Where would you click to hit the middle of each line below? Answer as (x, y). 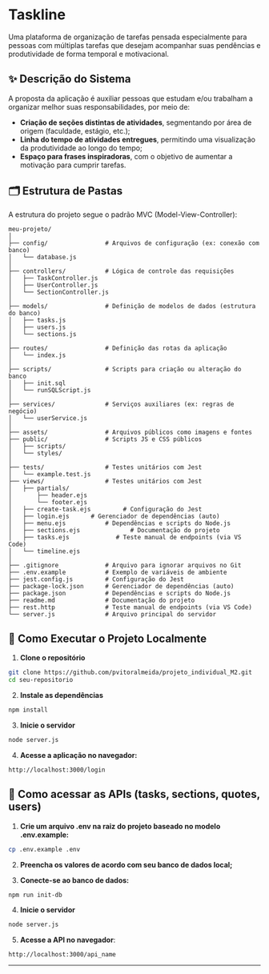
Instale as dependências (62, 695)
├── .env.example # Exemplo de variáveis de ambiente (118, 572)
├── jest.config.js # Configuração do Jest (96, 579)
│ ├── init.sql (37, 383)
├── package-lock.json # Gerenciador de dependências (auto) (121, 586)
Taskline (37, 15)
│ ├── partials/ (39, 488)
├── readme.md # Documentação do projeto (102, 600)
